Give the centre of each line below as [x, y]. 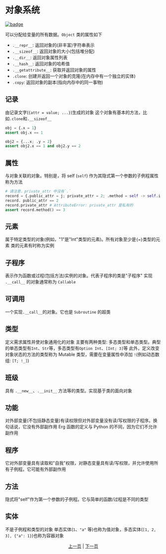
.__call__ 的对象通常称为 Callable [40, 282]
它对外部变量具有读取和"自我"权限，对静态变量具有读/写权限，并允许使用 [80, 463]
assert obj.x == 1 [24, 133]
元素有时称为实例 [37, 246]
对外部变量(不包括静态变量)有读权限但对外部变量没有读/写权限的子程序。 [79, 420]
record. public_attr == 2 [32, 201]
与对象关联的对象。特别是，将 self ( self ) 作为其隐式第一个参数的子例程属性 [82, 176]
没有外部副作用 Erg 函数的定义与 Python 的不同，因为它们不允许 [92, 427]
